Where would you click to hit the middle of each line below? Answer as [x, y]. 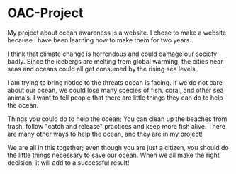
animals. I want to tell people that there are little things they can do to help [115, 98]
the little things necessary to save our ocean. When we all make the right [113, 155]
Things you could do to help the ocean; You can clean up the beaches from [117, 119]
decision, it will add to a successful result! [68, 162]
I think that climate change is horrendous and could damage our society [112, 54]
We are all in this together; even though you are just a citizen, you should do [118, 147]
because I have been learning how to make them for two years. [99, 40]
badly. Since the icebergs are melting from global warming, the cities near [115, 61]
